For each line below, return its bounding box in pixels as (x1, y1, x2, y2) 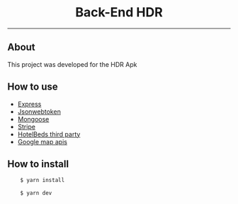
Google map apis (17, 137, 67, 146)
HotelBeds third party (17, 129, 81, 139)
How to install (7, 158, 69, 170)
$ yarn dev (20, 190, 52, 197)
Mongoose (17, 114, 50, 123)
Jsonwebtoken (17, 107, 62, 116)
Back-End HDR (75, 4, 163, 21)
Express (17, 100, 42, 108)
